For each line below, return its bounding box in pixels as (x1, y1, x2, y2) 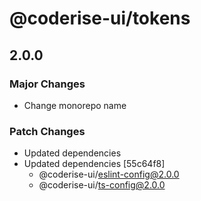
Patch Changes (9, 124, 86, 138)
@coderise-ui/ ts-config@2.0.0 (38, 179, 166, 191)
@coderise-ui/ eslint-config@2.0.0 (38, 168, 180, 181)
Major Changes (9, 77, 86, 91)
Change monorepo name (23, 99, 127, 111)
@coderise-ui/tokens (9, 7, 191, 30)
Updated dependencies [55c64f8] (23, 158, 166, 170)
